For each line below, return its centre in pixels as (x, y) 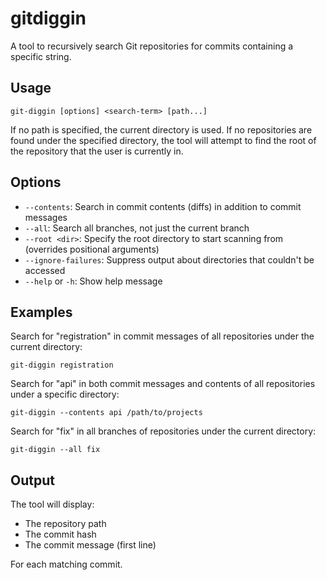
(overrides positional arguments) (92, 249)
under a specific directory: (65, 394)
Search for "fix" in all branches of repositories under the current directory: (163, 431)
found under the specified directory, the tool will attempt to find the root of (163, 140)
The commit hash (60, 534)
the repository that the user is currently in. (97, 151)
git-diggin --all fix (55, 450)
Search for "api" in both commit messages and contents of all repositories (163, 384)
